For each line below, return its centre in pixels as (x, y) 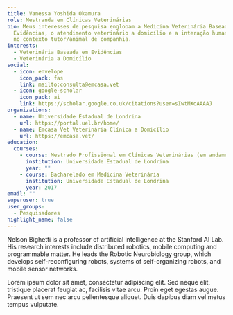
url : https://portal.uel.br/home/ (69, 123)
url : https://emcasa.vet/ (57, 136)
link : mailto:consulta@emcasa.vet (69, 84)
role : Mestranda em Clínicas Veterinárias (69, 20)
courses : (26, 149)
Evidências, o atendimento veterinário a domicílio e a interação (111, 33)
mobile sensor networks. (43, 269)
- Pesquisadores (37, 213)
